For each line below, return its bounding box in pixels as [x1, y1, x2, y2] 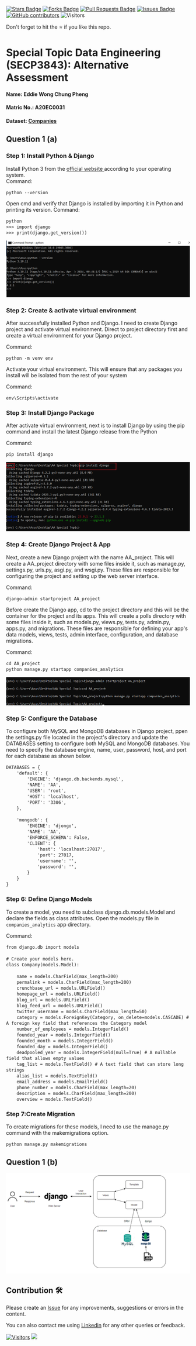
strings [6, 1067, 25, 1073]
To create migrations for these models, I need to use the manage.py [6, 1123, 169, 1130]
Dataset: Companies [6, 117, 57, 124]
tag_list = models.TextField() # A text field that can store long [16, 1061, 184, 1067]
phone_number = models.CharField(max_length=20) [16, 1085, 137, 1090]
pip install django [6, 452, 54, 457]
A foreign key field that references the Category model [6, 1020, 148, 1026]
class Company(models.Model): [6, 962, 80, 968]
